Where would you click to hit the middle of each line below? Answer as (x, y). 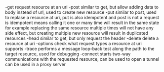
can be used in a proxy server (35, 64)
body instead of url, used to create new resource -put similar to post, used (81, 12)
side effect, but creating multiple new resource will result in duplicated (77, 33)
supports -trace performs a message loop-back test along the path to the (80, 49)
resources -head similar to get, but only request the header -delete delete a (82, 38)
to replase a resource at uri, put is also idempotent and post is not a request (82, 17)
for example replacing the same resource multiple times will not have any (80, 28)
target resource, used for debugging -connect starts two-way (68, 54)
